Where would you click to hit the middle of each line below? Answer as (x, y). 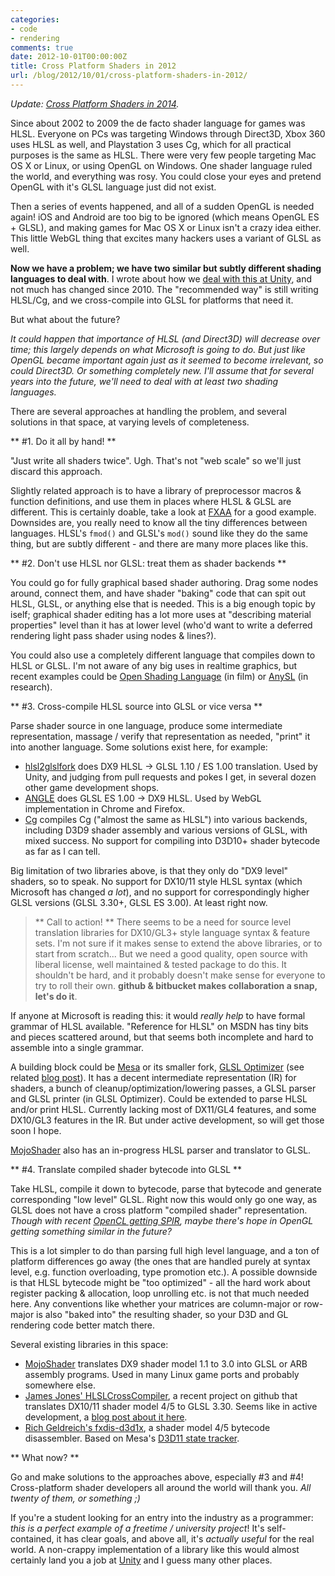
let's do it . (56, 996)
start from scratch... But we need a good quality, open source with (171, 953)
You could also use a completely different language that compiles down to (163, 655)
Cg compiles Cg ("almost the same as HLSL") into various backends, (166, 819)
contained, (32, 1538)
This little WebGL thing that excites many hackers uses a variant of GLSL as (166, 238)
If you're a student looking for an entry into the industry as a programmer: (162, 1517)
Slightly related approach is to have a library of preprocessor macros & (156, 490)
